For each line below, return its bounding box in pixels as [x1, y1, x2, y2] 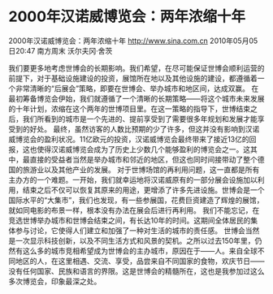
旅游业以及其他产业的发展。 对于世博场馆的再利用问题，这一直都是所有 [22, 164, 260, 175]
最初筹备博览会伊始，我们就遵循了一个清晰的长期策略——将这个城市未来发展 [8, 93, 265, 103]
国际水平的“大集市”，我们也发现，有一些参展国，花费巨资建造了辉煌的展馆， [8, 195, 264, 205]
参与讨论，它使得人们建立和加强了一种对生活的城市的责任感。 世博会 [15, 225, 245, 236]
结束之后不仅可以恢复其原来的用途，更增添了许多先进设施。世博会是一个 [22, 184, 265, 195]
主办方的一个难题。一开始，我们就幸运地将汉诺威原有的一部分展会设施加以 [8, 175, 258, 184]
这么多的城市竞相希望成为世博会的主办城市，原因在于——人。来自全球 [22, 245, 258, 256]
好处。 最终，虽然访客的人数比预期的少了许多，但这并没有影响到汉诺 [29, 123, 260, 134]
